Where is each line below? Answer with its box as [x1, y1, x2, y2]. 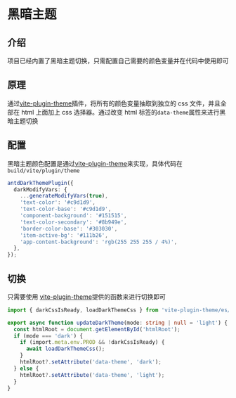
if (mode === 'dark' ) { [13, 332, 83, 340]
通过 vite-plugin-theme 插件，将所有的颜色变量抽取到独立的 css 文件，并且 [7, 99, 221, 108]
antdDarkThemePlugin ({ [7, 179, 74, 186]
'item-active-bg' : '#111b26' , [20, 231, 109, 239]
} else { [13, 365, 39, 372]
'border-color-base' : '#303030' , [20, 225, 118, 232]
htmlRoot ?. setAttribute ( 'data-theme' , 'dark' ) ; [20, 359, 162, 366]
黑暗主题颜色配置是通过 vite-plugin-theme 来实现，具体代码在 [7, 159, 183, 167]
